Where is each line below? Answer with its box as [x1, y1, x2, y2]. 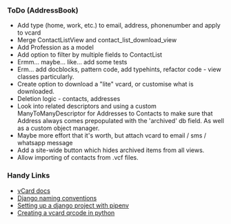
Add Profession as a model [17, 44, 94, 52]
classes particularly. [17, 73, 74, 81]
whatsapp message [17, 139, 73, 147]
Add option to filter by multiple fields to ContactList [17, 50, 163, 59]
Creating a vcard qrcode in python [17, 208, 115, 216]
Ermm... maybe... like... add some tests [17, 58, 128, 66]
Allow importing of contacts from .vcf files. [17, 153, 139, 162]
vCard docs [17, 186, 50, 195]
